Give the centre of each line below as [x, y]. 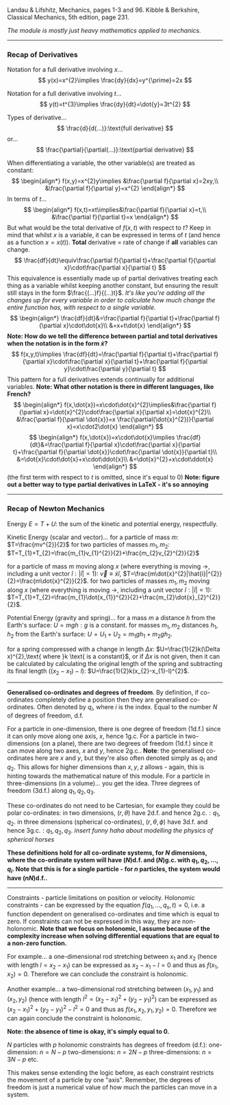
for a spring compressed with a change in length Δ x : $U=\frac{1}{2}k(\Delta [114, 649]
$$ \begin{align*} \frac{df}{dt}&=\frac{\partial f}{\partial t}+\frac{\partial [112, 318]
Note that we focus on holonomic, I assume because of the [125, 928]
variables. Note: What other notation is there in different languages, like [111, 387]
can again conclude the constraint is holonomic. [75, 1018]
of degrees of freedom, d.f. [45, 715]
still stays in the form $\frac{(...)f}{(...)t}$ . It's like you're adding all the [106, 293]
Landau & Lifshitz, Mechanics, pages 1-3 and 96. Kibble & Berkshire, [103, 10]
